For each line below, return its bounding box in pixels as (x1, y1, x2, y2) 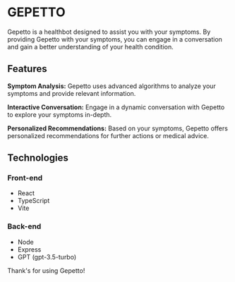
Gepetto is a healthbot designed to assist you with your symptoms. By (7, 27, 211, 36)
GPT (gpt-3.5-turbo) (17, 252, 77, 261)
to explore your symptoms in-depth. (7, 110, 112, 118)
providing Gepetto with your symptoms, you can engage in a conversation (7, 35, 222, 43)
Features (7, 63, 47, 75)
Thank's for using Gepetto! (7, 266, 85, 275)
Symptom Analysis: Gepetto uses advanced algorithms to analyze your (7, 82, 217, 90)
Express (17, 245, 42, 254)
